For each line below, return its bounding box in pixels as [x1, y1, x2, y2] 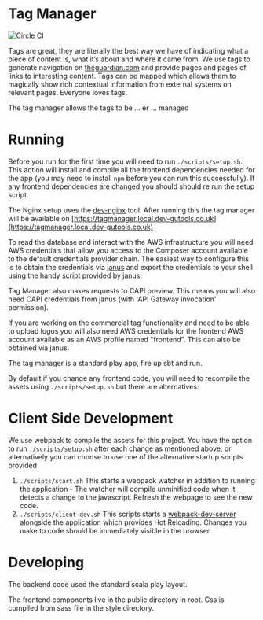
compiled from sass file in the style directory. [8, 603, 155, 612]
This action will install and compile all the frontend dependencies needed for [8, 164, 255, 174]
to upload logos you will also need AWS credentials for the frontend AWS [8, 326, 244, 335]
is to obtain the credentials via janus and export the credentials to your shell [8, 262, 254, 271]
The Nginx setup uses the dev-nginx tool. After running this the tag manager [8, 205, 255, 215]
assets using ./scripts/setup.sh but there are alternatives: [8, 382, 199, 391]
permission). [8, 302, 49, 312]
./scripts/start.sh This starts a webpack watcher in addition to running [19, 475, 255, 485]
